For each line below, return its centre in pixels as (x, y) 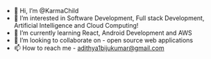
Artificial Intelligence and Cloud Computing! (76, 25)
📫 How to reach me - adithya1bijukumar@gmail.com (89, 48)
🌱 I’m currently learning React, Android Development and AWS (103, 33)
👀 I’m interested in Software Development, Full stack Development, (109, 18)
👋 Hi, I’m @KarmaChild (46, 11)
